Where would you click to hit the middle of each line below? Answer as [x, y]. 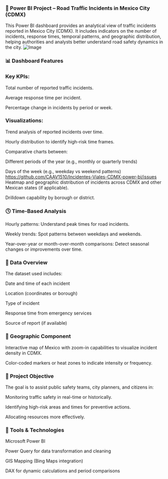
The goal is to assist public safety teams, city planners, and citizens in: [80, 387]
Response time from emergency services [49, 313]
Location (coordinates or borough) [41, 294]
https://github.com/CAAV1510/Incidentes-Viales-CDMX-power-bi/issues [81, 177]
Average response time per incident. [43, 98]
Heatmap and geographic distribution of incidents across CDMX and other [83, 182]
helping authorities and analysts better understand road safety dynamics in [84, 42]
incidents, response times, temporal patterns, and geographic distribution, [83, 37]
